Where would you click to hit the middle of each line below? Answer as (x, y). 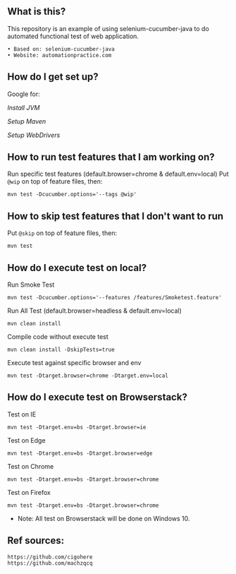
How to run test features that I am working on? (111, 157)
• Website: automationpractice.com (60, 55)
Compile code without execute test (58, 337)
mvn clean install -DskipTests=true (61, 350)
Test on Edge (26, 440)
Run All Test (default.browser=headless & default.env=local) (94, 311)
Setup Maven (27, 121)
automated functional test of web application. (73, 36)
